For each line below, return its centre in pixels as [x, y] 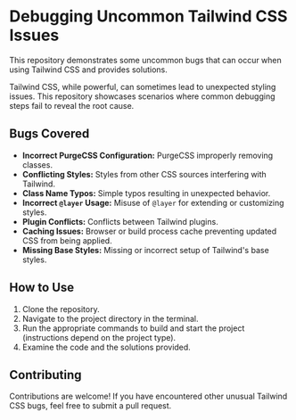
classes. [37, 165]
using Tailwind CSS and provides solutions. [88, 70]
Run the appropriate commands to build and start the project [133, 328]
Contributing [45, 375]
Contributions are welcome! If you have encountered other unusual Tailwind [148, 396]
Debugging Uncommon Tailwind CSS [148, 16]
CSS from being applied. [67, 240]
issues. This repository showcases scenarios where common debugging [142, 96]
